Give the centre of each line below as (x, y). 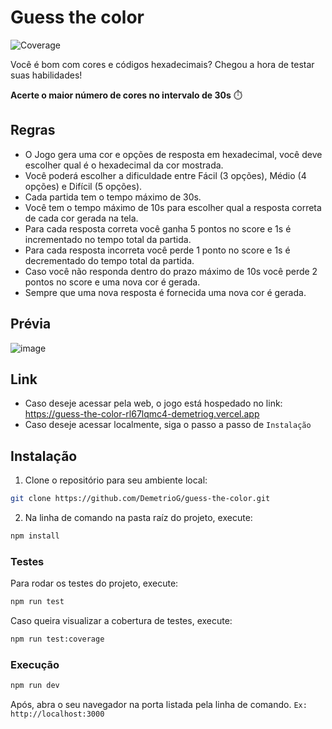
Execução (35, 664)
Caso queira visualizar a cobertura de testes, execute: (121, 621)
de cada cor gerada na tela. (81, 218)
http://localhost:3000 (57, 714)
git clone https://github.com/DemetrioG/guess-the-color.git (140, 499)
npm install (35, 536)
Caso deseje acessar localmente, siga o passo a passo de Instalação (168, 425)
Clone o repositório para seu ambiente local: (116, 480)
